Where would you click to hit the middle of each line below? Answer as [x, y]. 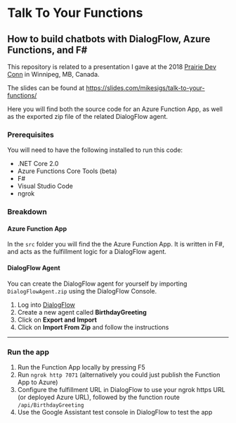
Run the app [28, 352]
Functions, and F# [47, 50]
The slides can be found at [46, 88]
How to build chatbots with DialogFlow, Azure [109, 39]
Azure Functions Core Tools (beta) [67, 171]
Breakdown [27, 212]
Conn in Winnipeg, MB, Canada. [53, 74]
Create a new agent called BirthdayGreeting [82, 312]
